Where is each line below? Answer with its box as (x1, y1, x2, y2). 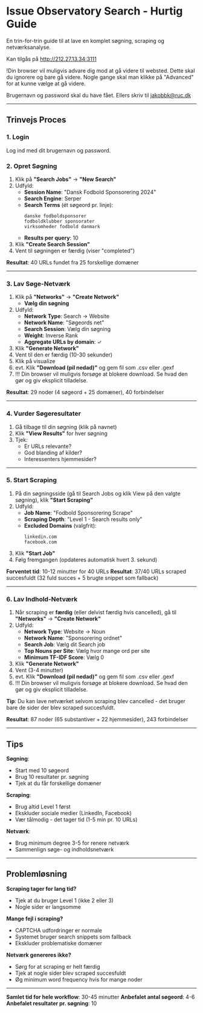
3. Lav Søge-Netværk (6, 280, 71, 288)
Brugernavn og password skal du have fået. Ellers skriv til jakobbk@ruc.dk (6, 91, 192, 99)
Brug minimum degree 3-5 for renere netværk (14, 839, 130, 847)
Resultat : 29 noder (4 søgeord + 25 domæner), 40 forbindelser (6, 388, 164, 396)
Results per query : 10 (24, 234, 79, 241)
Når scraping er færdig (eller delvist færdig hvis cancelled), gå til (14, 609, 177, 616)
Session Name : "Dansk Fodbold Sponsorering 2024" (24, 188, 156, 195)
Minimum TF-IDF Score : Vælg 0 (24, 654, 105, 661)
